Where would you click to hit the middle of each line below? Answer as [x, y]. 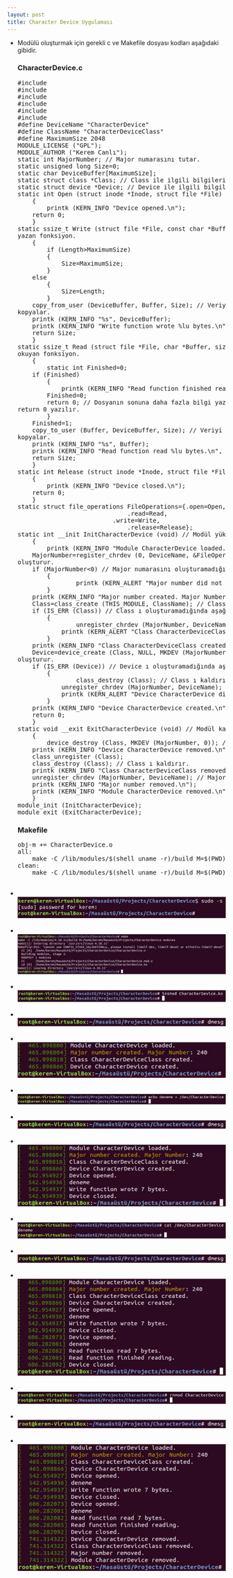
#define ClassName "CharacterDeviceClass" [90, 131]
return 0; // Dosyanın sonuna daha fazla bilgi [129, 402]
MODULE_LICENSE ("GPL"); [59, 145]
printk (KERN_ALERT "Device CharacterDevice [138, 694]
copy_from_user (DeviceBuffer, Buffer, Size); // [118, 305]
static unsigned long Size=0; [68, 166]
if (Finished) [56, 374]
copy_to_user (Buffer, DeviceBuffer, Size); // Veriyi [127, 430]
